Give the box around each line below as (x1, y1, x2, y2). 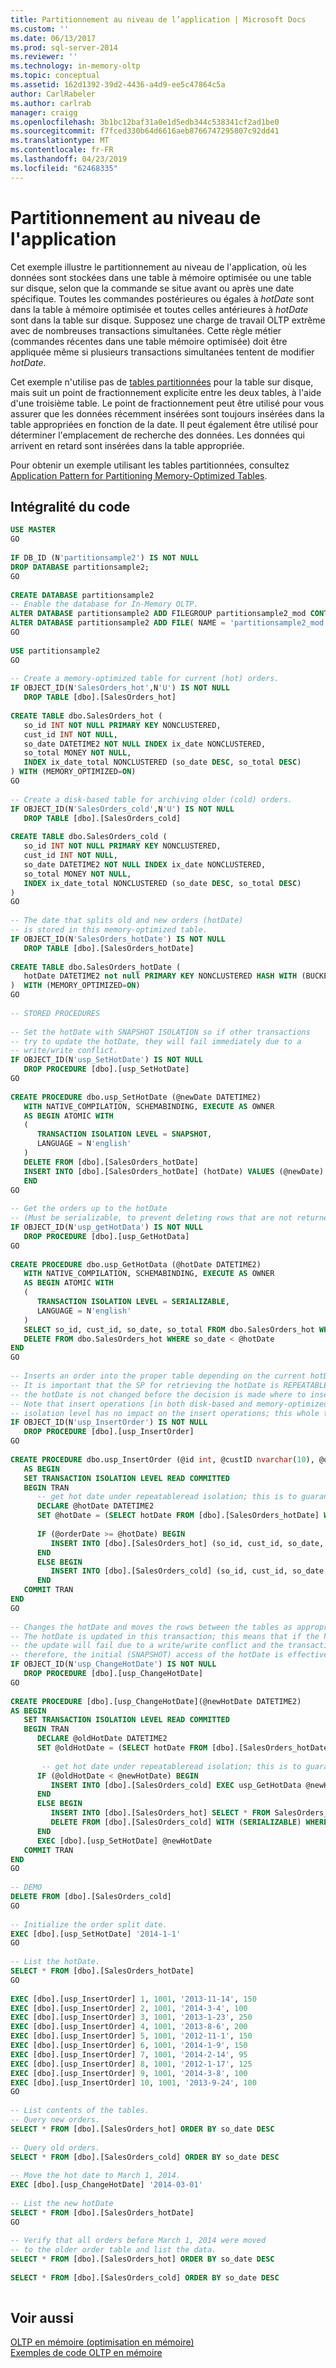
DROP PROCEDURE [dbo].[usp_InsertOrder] (23, 1427, 195, 1437)
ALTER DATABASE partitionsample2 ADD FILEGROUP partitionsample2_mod (10, 609, 307, 619)
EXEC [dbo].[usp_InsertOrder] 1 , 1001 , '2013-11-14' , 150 (10, 1994, 257, 2004)
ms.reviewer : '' (10, 52, 78, 62)
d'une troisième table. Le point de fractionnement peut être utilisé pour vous (10, 397, 325, 409)
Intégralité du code (10, 498, 131, 515)
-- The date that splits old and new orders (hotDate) (10, 916, 244, 926)
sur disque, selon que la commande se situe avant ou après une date (10, 282, 295, 294)
